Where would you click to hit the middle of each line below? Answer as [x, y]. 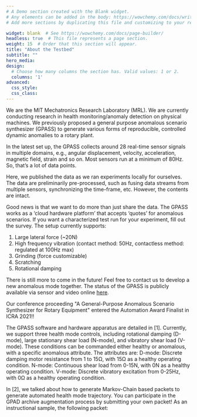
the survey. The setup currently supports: [56, 226]
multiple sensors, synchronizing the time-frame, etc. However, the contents [97, 189]
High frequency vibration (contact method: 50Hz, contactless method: [99, 243]
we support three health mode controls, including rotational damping [89, 334]
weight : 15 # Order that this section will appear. [72, 44]
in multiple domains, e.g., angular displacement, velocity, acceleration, [91, 153]
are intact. [18, 196]
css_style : [25, 88]
